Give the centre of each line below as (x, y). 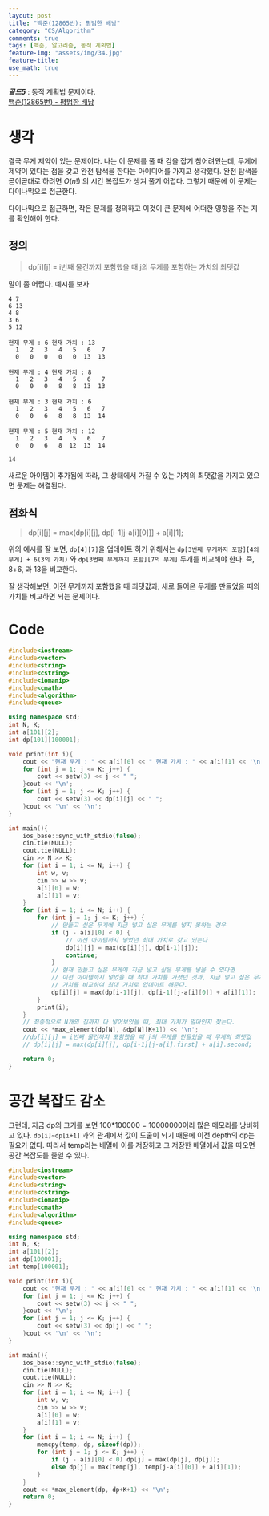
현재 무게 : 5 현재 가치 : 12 (52, 431)
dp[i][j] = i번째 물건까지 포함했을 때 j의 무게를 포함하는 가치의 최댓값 (134, 266)
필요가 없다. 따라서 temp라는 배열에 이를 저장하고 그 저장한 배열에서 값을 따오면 (132, 1145)
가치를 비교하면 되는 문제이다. (54, 596)
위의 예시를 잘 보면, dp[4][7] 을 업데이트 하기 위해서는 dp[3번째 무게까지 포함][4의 (134, 549)
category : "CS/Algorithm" (51, 30)
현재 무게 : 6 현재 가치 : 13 (52, 343)
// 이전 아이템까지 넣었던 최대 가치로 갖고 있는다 (137, 940)
